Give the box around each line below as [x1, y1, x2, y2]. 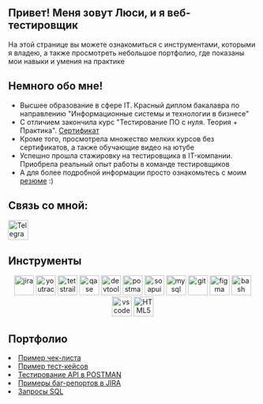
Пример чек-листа [18, 353, 81, 363]
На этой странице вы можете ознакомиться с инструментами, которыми [8, 40, 256, 49]
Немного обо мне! [8, 79, 103, 93]
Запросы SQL [18, 387, 64, 396]
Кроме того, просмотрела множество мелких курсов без [19, 134, 215, 143]
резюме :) [19, 176, 54, 185]
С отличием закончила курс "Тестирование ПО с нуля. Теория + [19, 117, 239, 126]
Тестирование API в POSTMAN [18, 370, 122, 379]
